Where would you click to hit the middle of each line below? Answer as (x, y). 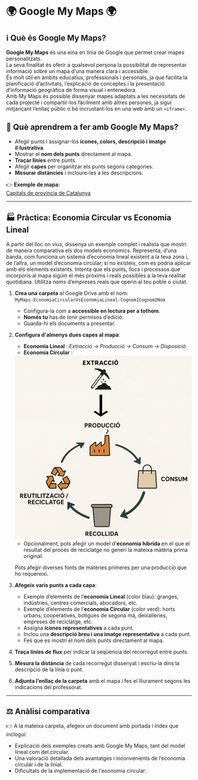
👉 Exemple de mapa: (33, 184)
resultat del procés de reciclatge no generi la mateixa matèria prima (105, 550)
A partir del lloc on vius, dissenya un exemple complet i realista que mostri (96, 244)
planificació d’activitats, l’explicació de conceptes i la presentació (85, 84)
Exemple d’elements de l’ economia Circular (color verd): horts (99, 609)
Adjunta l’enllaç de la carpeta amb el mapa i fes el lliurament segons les (103, 681)
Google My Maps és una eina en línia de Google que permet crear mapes (95, 52)
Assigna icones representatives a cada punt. (79, 628)
